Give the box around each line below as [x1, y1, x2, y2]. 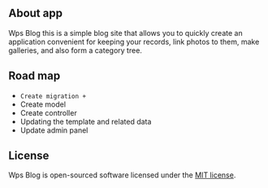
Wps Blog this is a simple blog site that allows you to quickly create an [8, 28, 243, 37]
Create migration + [19, 92, 87, 100]
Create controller [19, 107, 77, 117]
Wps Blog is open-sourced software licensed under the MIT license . [8, 170, 236, 180]
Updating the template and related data [19, 116, 152, 126]
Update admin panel [19, 125, 89, 135]
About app [8, 7, 63, 20]
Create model [19, 99, 67, 109]
